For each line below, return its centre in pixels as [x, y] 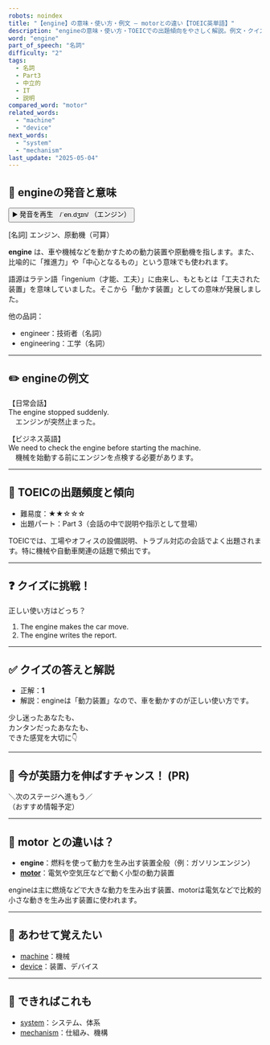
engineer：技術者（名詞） [63, 334]
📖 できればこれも [50, 1002]
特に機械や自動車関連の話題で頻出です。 [88, 551]
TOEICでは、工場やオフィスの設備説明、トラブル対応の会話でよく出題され [131, 540]
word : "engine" [34, 38]
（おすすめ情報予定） [43, 807]
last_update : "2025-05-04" [53, 158]
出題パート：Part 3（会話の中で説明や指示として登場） [111, 523]
